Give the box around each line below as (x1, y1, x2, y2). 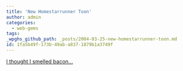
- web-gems (11, 25, 39, 31)
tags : (6, 31, 20, 37)
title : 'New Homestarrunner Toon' (6, 8, 92, 15)
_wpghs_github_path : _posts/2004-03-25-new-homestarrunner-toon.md (6, 36, 178, 42)
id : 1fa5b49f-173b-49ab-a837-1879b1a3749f (6, 42, 113, 48)
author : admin (6, 14, 42, 20)
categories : (6, 20, 36, 25)
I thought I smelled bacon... (6, 57, 73, 65)
